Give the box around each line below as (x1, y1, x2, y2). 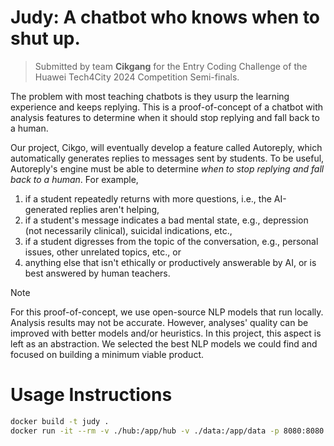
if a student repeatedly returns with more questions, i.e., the (24, 192, 272, 205)
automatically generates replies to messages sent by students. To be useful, (10, 152, 325, 164)
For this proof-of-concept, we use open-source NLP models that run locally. (10, 306, 324, 318)
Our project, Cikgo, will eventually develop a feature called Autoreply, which (10, 141, 323, 153)
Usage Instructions (10, 384, 173, 406)
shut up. (10, 27, 81, 50)
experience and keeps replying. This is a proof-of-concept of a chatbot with (10, 101, 324, 113)
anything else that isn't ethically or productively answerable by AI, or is (24, 256, 317, 268)
